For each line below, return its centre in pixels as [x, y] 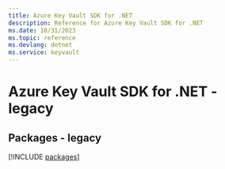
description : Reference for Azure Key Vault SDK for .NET [106, 23]
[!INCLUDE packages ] [44, 157]
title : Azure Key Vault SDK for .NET [71, 15]
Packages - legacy [55, 138]
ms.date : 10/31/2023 [42, 30]
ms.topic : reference [42, 38]
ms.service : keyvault [44, 52]
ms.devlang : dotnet [40, 45]
